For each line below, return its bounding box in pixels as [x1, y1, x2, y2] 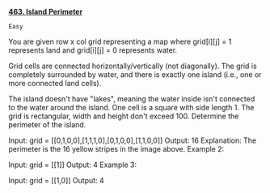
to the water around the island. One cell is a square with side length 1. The [8, 103, 255, 112]
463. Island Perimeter [8, 7, 83, 16]
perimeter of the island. [8, 120, 86, 129]
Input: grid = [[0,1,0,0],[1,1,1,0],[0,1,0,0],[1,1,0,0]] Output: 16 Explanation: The [8, 135, 257, 145]
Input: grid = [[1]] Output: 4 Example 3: [8, 160, 137, 169]
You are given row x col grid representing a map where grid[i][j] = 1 [8, 36, 232, 46]
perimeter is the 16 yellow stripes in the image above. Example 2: [8, 144, 225, 153]
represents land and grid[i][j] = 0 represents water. [8, 45, 178, 55]
